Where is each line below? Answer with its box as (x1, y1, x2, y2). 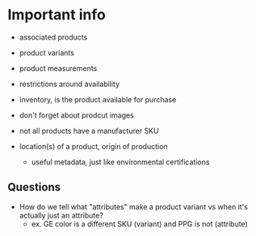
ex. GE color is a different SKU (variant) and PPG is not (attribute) (31, 219, 248, 229)
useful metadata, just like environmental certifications (31, 157, 210, 167)
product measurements (19, 63, 98, 73)
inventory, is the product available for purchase (19, 94, 177, 104)
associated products (19, 32, 88, 42)
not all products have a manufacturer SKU (19, 126, 159, 135)
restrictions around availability (19, 79, 120, 89)
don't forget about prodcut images (19, 110, 134, 120)
